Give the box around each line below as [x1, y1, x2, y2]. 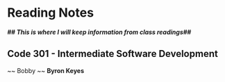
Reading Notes [7, 5, 94, 21]
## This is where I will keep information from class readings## [7, 28, 192, 36]
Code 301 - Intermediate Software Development [7, 48, 219, 60]
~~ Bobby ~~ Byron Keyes [7, 66, 85, 74]
